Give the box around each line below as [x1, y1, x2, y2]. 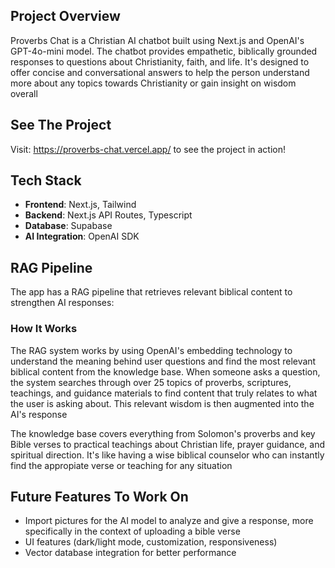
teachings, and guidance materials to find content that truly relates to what [10, 387, 318, 399]
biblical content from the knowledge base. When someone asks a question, [10, 365, 321, 378]
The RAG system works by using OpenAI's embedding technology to [10, 344, 293, 356]
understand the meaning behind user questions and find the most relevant [10, 355, 317, 367]
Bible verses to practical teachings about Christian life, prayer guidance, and [10, 438, 326, 450]
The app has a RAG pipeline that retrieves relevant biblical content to [10, 286, 293, 298]
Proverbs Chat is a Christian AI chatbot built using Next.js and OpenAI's [10, 34, 305, 46]
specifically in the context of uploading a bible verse [24, 525, 241, 538]
